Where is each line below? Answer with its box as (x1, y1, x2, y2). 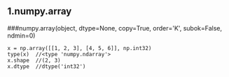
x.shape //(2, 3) (7, 57, 61, 64)
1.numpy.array (7, 6, 72, 17)
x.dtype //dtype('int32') (7, 62, 86, 70)
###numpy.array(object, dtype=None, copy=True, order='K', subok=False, (7, 24, 223, 32)
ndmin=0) (7, 31, 36, 40)
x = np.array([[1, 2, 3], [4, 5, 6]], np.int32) (7, 44, 152, 51)
